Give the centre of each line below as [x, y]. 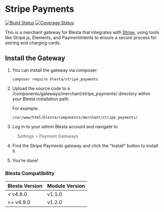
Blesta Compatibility [30, 173]
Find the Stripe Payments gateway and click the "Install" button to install [85, 145]
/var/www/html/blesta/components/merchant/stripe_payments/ [75, 117]
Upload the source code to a [41, 88]
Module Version [66, 186]
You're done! [25, 160]
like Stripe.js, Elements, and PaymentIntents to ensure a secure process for [81, 37]
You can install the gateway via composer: [55, 70]
